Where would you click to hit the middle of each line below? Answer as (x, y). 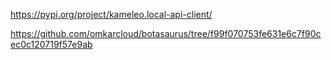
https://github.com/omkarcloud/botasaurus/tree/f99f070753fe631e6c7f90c (166, 33)
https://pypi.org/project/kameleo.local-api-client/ (111, 14)
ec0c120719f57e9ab (51, 44)
